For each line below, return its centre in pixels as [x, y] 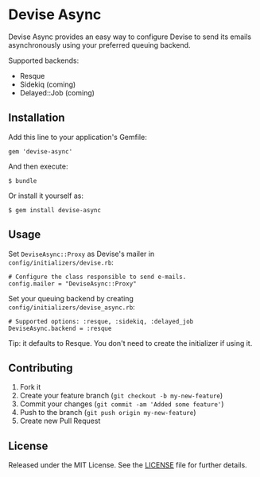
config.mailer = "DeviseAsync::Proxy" [72, 284]
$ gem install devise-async [55, 210]
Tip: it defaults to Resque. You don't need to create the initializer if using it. [130, 343]
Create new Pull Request [60, 421]
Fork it [30, 387]
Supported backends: [44, 60]
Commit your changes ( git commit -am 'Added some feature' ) [122, 404]
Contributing [41, 368]
